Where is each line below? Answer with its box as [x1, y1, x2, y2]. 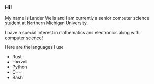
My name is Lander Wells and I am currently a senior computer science [5, 15, 149, 21]
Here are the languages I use [5, 44, 64, 50]
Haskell [12, 59, 28, 65]
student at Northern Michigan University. [5, 20, 88, 26]
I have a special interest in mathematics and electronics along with [5, 30, 140, 36]
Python [12, 64, 27, 70]
